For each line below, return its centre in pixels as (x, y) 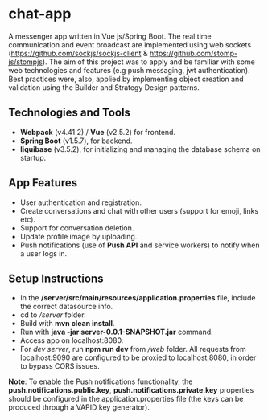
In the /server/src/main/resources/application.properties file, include (138, 298)
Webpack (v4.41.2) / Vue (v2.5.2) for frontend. (97, 132)
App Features (43, 183)
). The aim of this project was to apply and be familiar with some (148, 62)
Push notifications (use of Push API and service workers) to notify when (140, 245)
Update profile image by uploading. (78, 236)
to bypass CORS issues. (60, 366)
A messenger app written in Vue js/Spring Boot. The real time (110, 36)
